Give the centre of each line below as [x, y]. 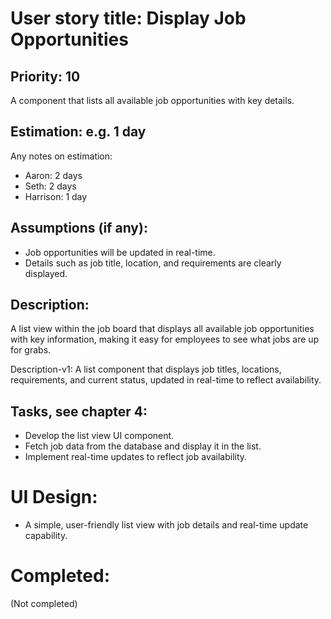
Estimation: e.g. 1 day [78, 132]
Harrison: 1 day [56, 196]
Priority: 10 [45, 76]
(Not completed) [44, 604]
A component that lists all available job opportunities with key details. [152, 100]
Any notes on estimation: [61, 156]
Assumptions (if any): [79, 228]
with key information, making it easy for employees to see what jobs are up [165, 339]
